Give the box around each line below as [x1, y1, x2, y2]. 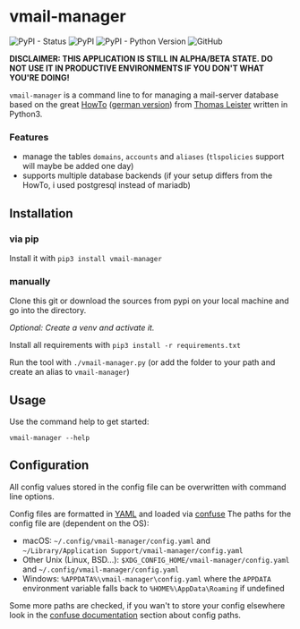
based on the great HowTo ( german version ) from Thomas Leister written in [9, 98, 288, 109]
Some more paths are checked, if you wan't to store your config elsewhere [9, 599, 286, 610]
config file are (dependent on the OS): [9, 517, 150, 529]
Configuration [9, 458, 90, 473]
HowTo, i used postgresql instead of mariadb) [21, 180, 191, 191]
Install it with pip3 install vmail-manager [9, 252, 163, 263]
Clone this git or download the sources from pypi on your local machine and [9, 295, 289, 306]
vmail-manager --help [9, 434, 90, 443]
